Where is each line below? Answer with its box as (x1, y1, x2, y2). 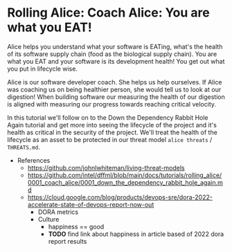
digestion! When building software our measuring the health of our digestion (7, 92, 225, 101)
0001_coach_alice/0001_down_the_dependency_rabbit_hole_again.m (27, 178, 223, 186)
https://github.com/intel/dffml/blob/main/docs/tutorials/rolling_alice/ (27, 171, 222, 179)
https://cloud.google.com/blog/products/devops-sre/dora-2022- (27, 192, 213, 201)
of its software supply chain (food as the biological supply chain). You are (7, 50, 217, 58)
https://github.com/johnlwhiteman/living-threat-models (27, 163, 185, 172)
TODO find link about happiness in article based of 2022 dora (48, 230, 224, 238)
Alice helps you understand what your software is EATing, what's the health (7, 42, 223, 51)
